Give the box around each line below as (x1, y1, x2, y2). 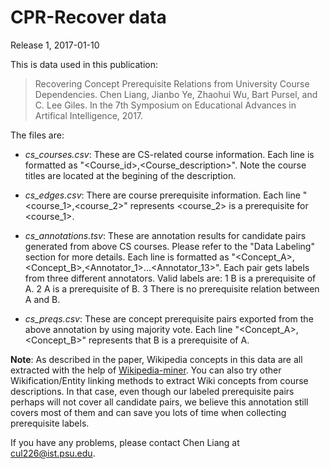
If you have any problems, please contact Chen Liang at (10, 436, 240, 448)
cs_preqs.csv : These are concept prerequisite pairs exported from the (24, 312, 314, 325)
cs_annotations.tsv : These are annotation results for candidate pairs (24, 229, 307, 241)
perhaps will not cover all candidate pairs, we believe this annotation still (10, 396, 309, 408)
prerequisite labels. (10, 417, 90, 429)
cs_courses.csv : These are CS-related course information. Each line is (24, 148, 315, 160)
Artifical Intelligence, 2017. (34, 109, 144, 121)
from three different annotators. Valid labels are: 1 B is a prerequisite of (24, 272, 317, 284)
